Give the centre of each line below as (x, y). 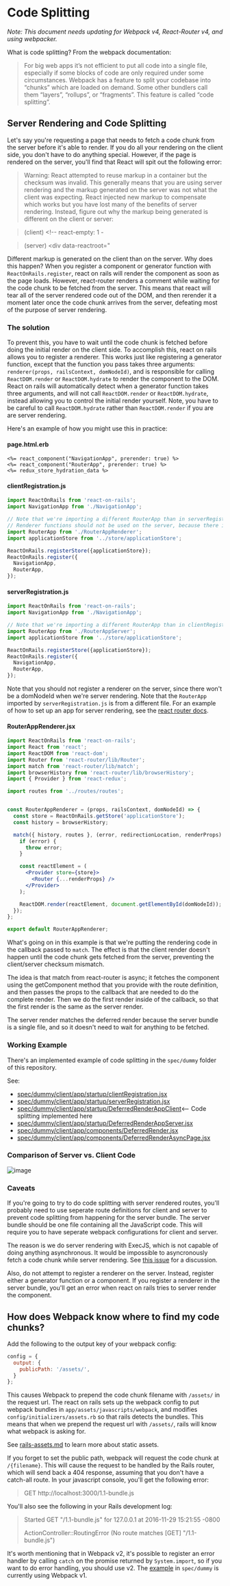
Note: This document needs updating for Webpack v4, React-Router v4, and (115, 32)
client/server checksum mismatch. (56, 964)
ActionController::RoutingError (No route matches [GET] (102, 1533)
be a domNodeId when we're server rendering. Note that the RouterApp (107, 696)
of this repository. (32, 1067)
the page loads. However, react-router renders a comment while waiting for (114, 280)
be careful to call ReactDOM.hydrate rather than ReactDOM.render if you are (111, 408)
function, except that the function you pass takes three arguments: (101, 364)
